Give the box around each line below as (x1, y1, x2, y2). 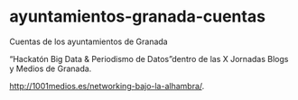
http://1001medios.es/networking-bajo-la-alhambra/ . (9, 80, 205, 91)
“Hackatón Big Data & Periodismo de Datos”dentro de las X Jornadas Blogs (9, 53, 289, 64)
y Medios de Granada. (9, 63, 92, 74)
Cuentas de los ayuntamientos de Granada (9, 36, 169, 47)
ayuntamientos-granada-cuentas (9, 6, 266, 27)
